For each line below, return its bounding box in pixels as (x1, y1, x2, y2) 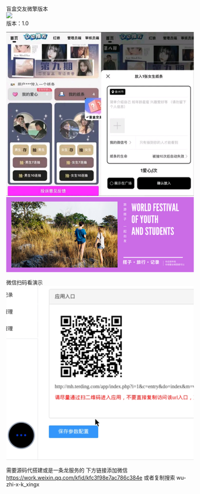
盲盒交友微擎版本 (6, 5, 48, 12)
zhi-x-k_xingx (6, 481, 40, 488)
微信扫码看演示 (6, 279, 43, 286)
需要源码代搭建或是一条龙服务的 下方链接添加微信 (6, 467, 128, 474)
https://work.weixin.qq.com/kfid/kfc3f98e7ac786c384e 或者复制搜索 (6, 474, 176, 481)
